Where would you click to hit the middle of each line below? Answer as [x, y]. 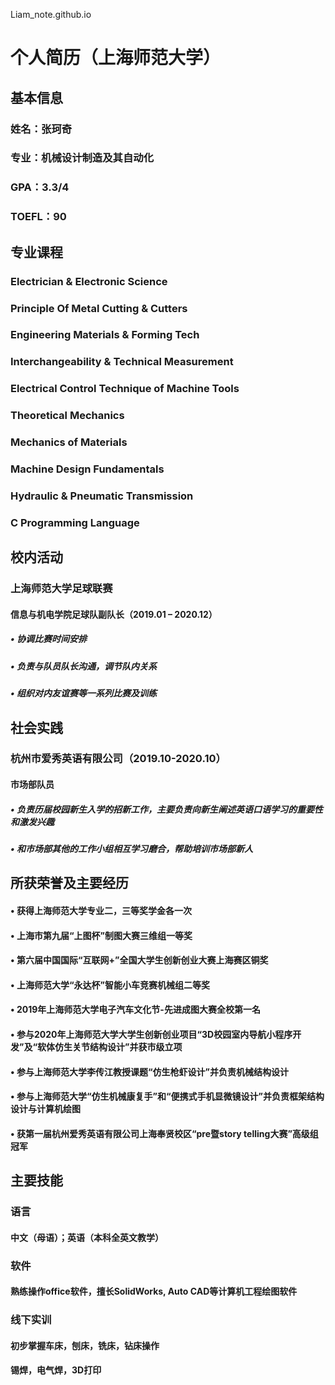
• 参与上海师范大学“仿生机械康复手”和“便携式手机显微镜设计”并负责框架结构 [167, 1096]
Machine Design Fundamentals [87, 469]
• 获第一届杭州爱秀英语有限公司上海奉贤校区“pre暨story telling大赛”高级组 [164, 1133]
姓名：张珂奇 [41, 129]
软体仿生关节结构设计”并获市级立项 [110, 1046]
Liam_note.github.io [51, 14]
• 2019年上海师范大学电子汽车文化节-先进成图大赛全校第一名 [135, 1010]
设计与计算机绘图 [45, 1109]
